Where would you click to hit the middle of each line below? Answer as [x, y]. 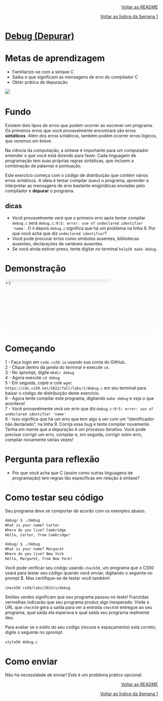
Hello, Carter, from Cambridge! [38, 535]
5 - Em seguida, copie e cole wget [39, 383]
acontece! [15, 403]
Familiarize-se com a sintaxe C [43, 72]
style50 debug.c [21, 642]
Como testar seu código [54, 497]
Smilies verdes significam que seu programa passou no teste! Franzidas [77, 597]
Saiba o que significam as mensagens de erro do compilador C [75, 77]
